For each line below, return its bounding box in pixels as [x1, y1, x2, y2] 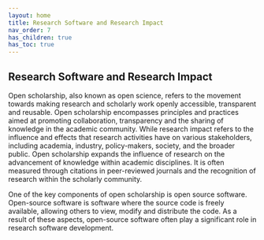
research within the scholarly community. [8, 174, 143, 183]
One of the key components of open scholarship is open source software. [8, 190, 247, 199]
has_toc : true [8, 41, 55, 49]
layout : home [8, 11, 51, 20]
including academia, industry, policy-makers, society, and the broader [8, 141, 235, 150]
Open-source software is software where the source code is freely [8, 198, 225, 207]
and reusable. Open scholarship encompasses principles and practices [8, 107, 239, 116]
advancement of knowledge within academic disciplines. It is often [8, 157, 225, 167]
